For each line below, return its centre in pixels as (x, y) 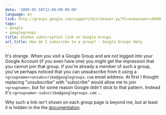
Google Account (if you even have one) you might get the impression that (80, 61)
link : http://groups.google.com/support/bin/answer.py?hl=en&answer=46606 (84, 19)
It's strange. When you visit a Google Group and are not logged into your (79, 56)
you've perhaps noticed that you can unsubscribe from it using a (71, 72)
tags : (11, 23)
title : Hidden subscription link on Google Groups (58, 38)
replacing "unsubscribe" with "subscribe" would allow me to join (71, 82)
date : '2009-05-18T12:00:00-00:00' (42, 10)
